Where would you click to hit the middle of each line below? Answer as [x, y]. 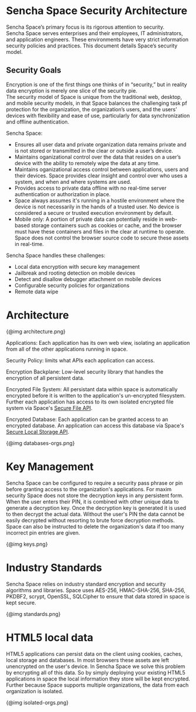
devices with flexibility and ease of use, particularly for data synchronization [98, 115]
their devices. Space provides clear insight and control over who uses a [101, 175]
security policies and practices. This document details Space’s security [92, 46]
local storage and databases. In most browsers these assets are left [88, 660]
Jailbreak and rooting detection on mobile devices [75, 273]
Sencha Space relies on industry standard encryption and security [86, 584]
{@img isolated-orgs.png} [37, 702]
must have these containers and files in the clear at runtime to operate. [100, 231]
